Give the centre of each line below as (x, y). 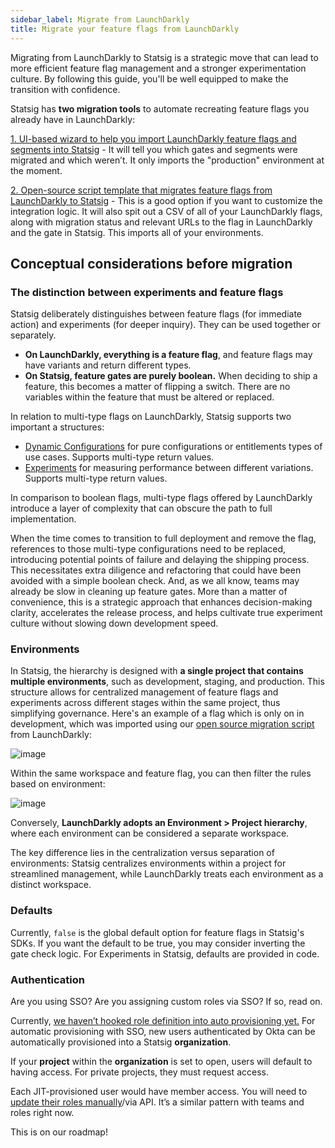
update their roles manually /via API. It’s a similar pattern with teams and (157, 1102)
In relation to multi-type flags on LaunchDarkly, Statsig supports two (151, 417)
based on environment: (58, 784)
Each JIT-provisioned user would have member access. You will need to (159, 1092)
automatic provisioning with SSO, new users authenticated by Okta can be (163, 1032)
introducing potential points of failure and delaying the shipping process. (160, 560)
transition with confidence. (65, 89)
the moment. (36, 170)
